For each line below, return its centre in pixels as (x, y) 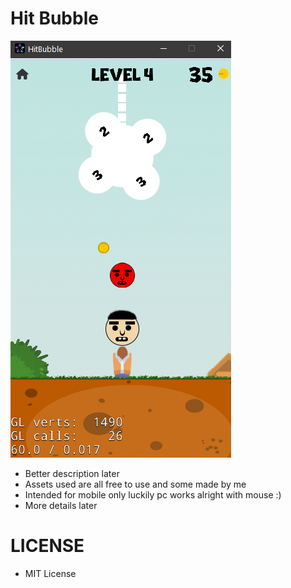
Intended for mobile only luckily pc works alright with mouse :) (153, 494)
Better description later (72, 473)
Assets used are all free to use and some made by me (135, 484)
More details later (61, 505)
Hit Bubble (54, 18)
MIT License (50, 573)
